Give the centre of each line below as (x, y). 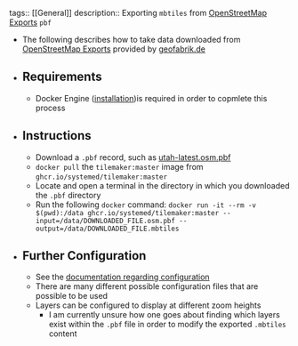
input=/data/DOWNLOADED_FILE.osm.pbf (105, 221)
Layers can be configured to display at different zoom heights (148, 305)
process (50, 108)
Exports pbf (30, 22)
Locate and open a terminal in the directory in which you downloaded (162, 185)
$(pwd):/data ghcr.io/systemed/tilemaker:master (127, 213)
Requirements (62, 77)
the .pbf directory (68, 195)
